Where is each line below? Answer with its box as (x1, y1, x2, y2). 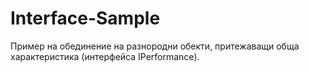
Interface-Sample (10, 7, 161, 30)
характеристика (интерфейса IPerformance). (10, 50, 200, 62)
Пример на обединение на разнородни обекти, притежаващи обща (10, 40, 300, 52)
